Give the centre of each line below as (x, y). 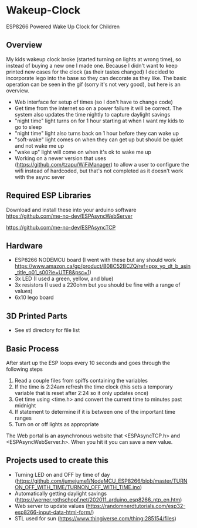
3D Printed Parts (37, 316)
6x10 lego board (34, 297)
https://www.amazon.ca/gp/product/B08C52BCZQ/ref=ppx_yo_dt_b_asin (103, 266)
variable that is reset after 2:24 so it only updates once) (81, 393)
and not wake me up (39, 145)
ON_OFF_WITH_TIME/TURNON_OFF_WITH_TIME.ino (77, 487)
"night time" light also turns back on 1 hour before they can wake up (97, 133)
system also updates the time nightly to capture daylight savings (92, 114)
